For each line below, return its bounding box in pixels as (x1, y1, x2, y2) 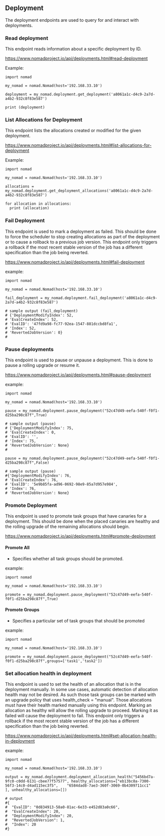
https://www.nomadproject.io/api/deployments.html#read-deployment (5, 55, 148, 61)
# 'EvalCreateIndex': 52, (5, 317, 58, 322)
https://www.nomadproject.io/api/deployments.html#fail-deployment (5, 259, 145, 265)
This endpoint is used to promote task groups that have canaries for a (5, 513, 147, 519)
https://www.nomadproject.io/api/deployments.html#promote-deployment (5, 533, 156, 539)
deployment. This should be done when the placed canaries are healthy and (5, 519, 160, 525)
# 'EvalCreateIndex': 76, (5, 478, 58, 483)
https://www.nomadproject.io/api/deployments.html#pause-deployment (5, 372, 151, 378)
